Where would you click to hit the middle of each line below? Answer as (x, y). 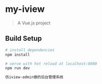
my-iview (25, 9)
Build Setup (23, 39)
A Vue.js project (34, 23)
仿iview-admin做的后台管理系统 (34, 77)
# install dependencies (30, 50)
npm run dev (17, 68)
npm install (17, 55)
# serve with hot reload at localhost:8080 (51, 64)
